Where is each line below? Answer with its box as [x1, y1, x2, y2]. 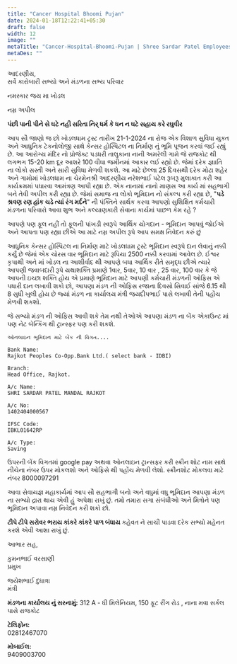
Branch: [7, 365, 30, 372]
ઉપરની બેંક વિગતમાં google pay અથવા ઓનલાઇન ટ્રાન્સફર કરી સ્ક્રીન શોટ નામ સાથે [7, 457, 226, 466]
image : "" [7, 37, 37, 44]
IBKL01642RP [7, 426, 42, 434]
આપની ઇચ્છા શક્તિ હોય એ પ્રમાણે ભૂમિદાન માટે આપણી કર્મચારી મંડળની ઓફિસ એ [7, 273, 220, 282]
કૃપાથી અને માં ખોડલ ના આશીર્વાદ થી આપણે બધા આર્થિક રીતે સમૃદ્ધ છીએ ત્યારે [7, 258, 211, 266]
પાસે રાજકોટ [7, 606, 40, 614]
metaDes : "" [7, 50, 42, 57]
